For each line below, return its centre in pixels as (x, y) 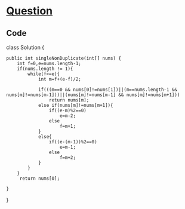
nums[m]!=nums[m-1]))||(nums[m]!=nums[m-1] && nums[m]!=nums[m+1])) (93, 95)
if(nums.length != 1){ (45, 69)
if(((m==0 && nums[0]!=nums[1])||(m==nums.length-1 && (108, 90)
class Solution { (25, 47)
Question (29, 11)
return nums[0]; (40, 179)
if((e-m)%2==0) (67, 110)
